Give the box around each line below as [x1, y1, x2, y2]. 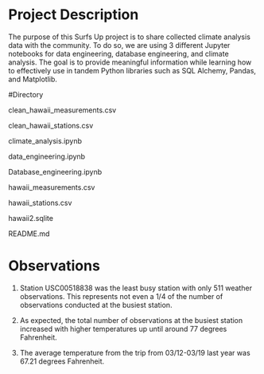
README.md [8, 229, 50, 238]
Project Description [8, 6, 139, 24]
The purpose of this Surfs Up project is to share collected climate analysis [8, 32, 250, 41]
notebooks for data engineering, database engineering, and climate [8, 49, 229, 58]
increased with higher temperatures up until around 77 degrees [19, 324, 227, 333]
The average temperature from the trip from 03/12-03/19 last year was [19, 348, 250, 357]
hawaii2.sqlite [8, 213, 54, 222]
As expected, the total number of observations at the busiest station [19, 315, 243, 325]
